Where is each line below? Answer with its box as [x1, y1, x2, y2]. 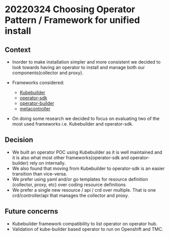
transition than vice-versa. [12, 170, 67, 176]
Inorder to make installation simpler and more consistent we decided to [12, 59, 161, 65]
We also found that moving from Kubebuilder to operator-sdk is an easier [12, 165, 165, 171]
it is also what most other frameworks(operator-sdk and [12, 154, 129, 161]
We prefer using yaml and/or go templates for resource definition [12, 176, 148, 182]
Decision [5, 136, 33, 144]
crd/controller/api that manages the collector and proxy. [12, 192, 129, 198]
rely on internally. [29, 160, 66, 166]
